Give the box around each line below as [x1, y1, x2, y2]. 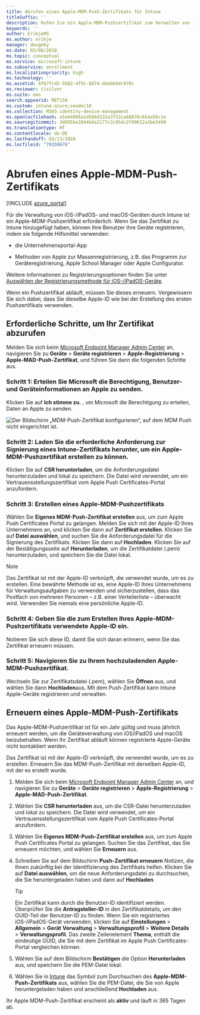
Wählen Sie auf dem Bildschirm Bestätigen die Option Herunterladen [14, 955, 186, 962]
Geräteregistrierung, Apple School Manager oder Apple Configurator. [14, 260, 185, 267]
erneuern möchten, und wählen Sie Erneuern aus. [14, 845, 138, 852]
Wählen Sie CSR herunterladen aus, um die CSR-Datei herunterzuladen [14, 802, 191, 810]
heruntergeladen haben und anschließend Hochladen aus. [14, 985, 159, 992]
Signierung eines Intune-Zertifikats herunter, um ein [6, 445, 161, 453]
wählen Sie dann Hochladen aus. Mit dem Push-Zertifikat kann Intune [6, 684, 176, 691]
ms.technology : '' [6, 75, 52, 81]
